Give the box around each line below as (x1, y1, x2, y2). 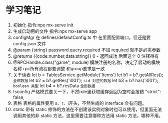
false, (12, 94, 24, 100)
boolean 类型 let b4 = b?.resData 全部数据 (12, 83, 95, 89)
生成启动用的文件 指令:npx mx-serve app (12, 28, 97, 34)
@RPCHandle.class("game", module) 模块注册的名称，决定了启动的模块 (12, 59, 160, 65)
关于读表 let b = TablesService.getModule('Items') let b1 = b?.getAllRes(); (12, 72, 163, 78)
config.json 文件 (12, 40, 46, 46)
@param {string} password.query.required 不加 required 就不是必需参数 (12, 47, 161, 53)
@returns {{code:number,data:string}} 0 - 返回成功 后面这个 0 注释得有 (12, 53, 159, 59)
